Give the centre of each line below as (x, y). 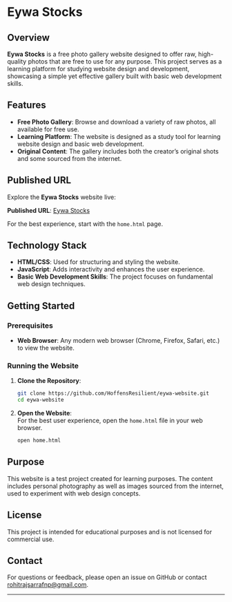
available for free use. (48, 129)
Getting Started (41, 306)
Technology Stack (47, 246)
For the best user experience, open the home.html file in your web (110, 421)
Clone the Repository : (49, 381)
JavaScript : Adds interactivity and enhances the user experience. (111, 270)
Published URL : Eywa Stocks (49, 210)
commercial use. (31, 539)
